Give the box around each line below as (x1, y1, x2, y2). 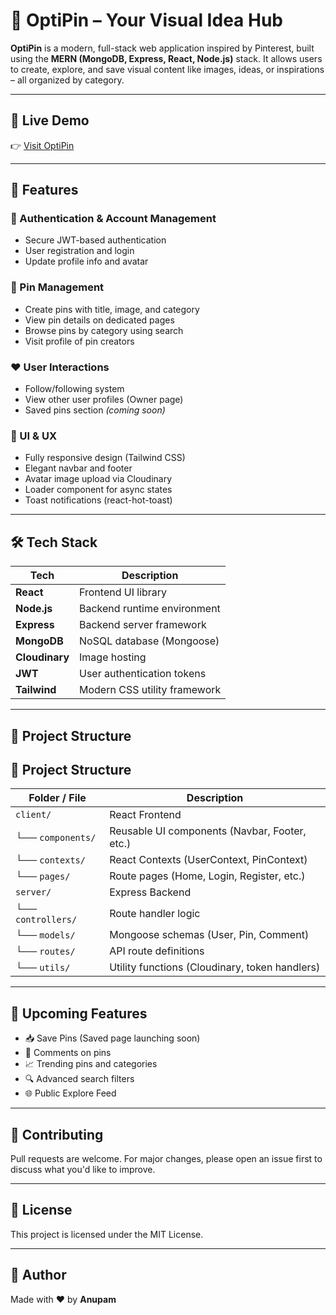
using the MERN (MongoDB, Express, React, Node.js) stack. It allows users (10, 52, 323, 64)
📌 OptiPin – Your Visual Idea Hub (10, 9, 283, 32)
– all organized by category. (10, 74, 125, 86)
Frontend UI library (79, 585, 168, 599)
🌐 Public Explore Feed (24, 1087, 117, 1099)
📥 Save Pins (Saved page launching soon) (24, 1032, 201, 1044)
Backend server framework (79, 618, 207, 632)
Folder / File (28, 791, 87, 805)
